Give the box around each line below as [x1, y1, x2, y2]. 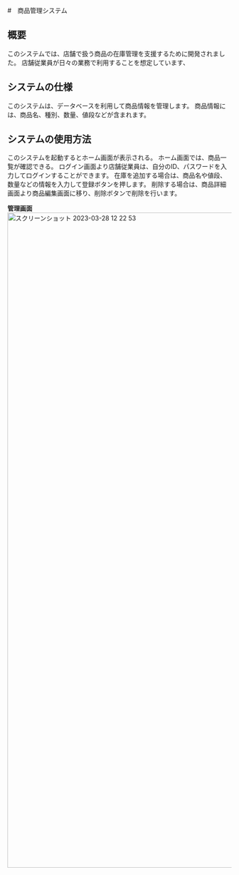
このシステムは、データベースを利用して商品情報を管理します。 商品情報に [7, 101, 226, 110]
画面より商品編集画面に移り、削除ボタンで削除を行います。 [7, 189, 181, 198]
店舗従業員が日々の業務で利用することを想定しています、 [21, 58, 190, 66]
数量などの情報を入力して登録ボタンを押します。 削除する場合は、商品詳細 [7, 180, 227, 189]
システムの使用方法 [7, 133, 92, 145]
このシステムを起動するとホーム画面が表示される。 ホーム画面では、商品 [7, 153, 221, 162]
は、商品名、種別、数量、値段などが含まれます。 [7, 110, 151, 119]
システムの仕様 [7, 81, 73, 93]
